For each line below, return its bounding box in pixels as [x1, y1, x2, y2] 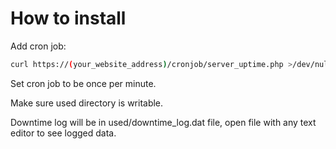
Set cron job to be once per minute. [10, 77, 157, 89]
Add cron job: [10, 40, 67, 52]
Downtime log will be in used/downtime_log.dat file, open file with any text [10, 116, 317, 128]
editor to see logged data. [10, 127, 117, 139]
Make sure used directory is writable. [10, 97, 164, 109]
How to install [10, 7, 127, 30]
